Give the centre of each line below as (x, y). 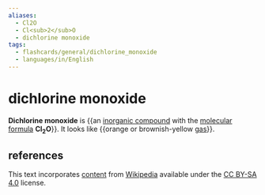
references (36, 156)
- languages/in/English (54, 60)
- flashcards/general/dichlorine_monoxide (86, 52)
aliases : (23, 15)
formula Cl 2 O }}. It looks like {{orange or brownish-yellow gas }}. (112, 129)
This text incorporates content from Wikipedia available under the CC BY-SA (132, 174)
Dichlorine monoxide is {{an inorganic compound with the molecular (120, 120)
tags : (17, 45)
